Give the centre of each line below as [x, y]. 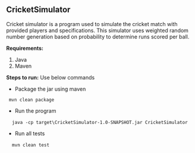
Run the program [35, 111]
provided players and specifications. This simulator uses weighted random [97, 30]
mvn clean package [32, 100]
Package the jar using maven [50, 89]
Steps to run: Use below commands [51, 77]
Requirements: [25, 48]
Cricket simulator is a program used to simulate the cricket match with [92, 24]
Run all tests [30, 133]
